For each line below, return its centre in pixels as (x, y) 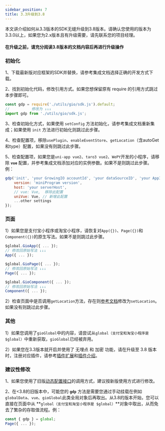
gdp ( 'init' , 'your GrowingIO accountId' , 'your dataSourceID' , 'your (78, 178)
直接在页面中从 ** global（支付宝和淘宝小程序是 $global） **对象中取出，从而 (80, 404)
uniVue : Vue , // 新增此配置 (41, 197)
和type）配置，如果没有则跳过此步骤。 (44, 146)
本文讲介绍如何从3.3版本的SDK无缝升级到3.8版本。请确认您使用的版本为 (78, 29)
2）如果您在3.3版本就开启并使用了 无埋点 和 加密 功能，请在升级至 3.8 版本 (81, 349)
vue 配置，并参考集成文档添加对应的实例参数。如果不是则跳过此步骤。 (81, 163)
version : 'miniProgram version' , (48, 183)
